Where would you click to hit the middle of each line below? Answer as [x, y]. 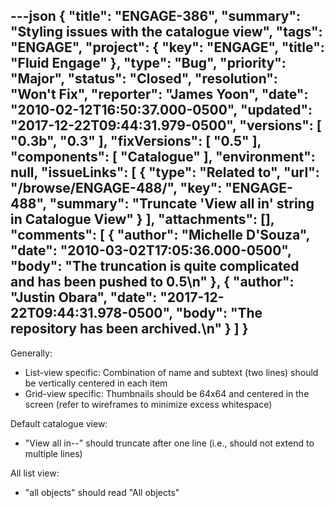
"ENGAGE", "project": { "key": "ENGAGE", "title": [167, 47]
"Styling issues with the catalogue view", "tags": [166, 32]
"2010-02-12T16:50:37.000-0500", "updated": [161, 110]
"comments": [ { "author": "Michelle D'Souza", [160, 235]
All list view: [35, 473]
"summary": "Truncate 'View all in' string [182, 204]
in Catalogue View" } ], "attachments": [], [142, 219]
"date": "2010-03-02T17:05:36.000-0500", [151, 250]
